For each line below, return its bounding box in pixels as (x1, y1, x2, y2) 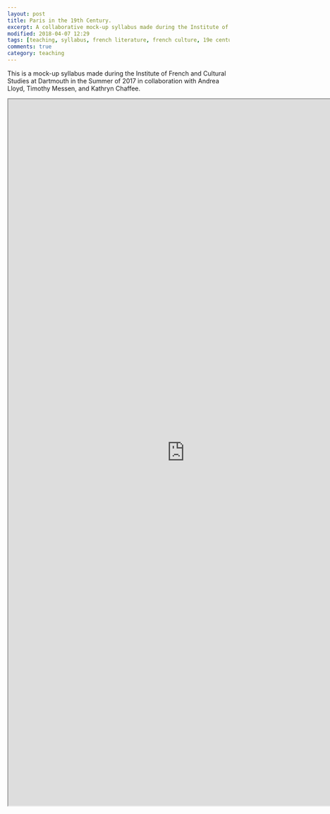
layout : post (7, 10, 46, 18)
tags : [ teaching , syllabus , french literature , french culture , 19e (7, 37, 213, 44)
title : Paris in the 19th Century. (7, 17, 112, 24)
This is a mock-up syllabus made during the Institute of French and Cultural (7, 69, 226, 78)
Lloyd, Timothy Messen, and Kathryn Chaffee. (7, 84, 141, 93)
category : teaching (7, 50, 65, 57)
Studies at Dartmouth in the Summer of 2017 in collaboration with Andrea (7, 76, 220, 85)
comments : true (7, 43, 52, 50)
